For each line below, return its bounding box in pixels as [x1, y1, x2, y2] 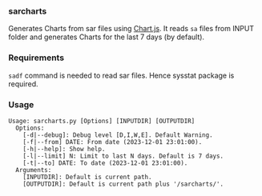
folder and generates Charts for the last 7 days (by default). [8, 32, 205, 42]
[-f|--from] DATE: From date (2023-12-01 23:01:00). [22, 138, 203, 146]
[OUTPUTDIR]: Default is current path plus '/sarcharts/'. [22, 180, 224, 188]
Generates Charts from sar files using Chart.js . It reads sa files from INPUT [8, 24, 255, 34]
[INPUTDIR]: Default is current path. [22, 173, 152, 181]
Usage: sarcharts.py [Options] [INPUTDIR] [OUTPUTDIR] [8, 117, 195, 125]
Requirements [8, 52, 65, 63]
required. [8, 78, 38, 89]
